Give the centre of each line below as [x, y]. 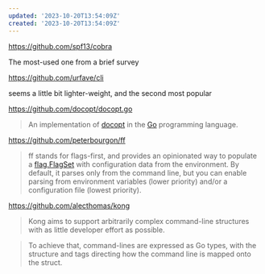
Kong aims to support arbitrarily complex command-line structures [139, 221]
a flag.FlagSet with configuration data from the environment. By [134, 164]
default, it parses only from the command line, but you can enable [137, 172]
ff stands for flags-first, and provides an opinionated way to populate [143, 156]
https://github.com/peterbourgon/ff [67, 140]
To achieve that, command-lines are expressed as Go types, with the [142, 245]
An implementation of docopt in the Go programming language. [133, 124]
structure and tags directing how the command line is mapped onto [139, 254]
